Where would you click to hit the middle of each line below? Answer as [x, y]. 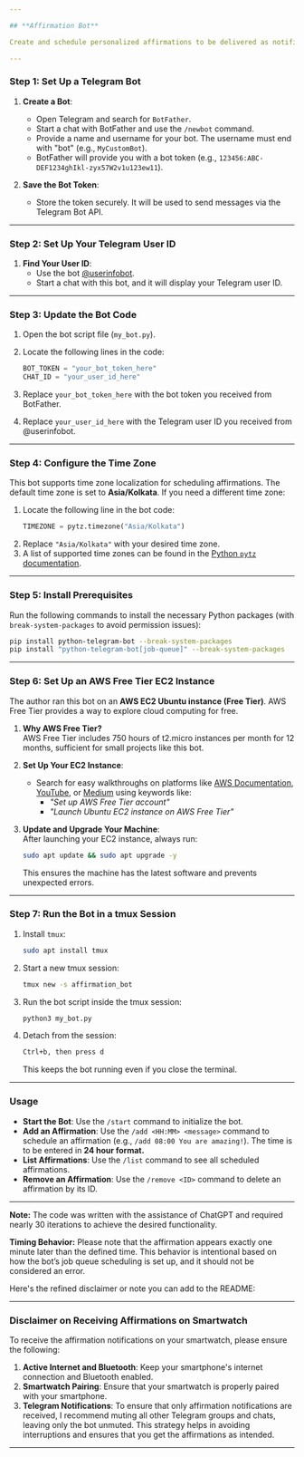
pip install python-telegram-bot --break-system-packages [121, 641]
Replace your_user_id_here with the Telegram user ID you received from [157, 421]
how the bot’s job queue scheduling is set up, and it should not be [132, 1261]
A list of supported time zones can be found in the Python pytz [139, 554]
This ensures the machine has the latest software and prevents [140, 873]
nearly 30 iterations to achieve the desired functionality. [113, 1224]
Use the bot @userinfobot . [85, 274]
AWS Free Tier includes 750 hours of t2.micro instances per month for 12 [158, 738]
